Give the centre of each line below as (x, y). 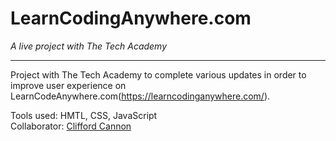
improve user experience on (68, 85)
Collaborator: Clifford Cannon (71, 126)
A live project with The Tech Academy (89, 46)
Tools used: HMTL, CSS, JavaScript (84, 115)
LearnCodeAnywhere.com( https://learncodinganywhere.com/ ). (140, 96)
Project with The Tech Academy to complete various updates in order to (158, 74)
